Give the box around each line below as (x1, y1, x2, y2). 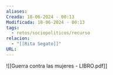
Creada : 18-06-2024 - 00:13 (6, 14, 75, 20)
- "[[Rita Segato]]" (11, 41, 61, 47)
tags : (6, 24, 19, 31)
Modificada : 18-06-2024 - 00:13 (6, 19, 85, 25)
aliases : (6, 8, 28, 15)
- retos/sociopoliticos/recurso (11, 30, 91, 36)
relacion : (6, 35, 30, 41)
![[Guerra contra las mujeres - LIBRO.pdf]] (6, 62, 108, 69)
